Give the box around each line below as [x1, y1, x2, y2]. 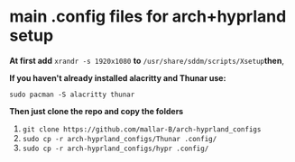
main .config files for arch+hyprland [9, 6, 287, 27]
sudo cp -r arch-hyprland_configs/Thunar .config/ [22, 134, 217, 143]
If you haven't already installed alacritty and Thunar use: [9, 72, 226, 83]
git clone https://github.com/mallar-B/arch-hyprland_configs [22, 124, 262, 134]
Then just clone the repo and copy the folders [9, 105, 184, 116]
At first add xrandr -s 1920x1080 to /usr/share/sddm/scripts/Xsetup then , [9, 55, 284, 66]
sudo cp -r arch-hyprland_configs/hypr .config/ [22, 144, 209, 153]
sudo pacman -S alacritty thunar [9, 90, 135, 99]
